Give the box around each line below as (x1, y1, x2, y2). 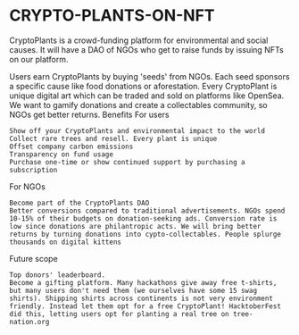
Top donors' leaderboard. (9, 270, 105, 280)
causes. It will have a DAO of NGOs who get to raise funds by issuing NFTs (9, 44, 284, 54)
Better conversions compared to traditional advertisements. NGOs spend (9, 206, 286, 215)
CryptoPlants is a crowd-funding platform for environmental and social (9, 35, 269, 46)
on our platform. (9, 54, 69, 64)
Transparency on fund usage (9, 149, 114, 159)
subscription (9, 165, 58, 174)
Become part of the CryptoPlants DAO (9, 198, 150, 207)
